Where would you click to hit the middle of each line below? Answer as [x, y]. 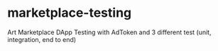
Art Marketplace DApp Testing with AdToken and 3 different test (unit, [109, 32]
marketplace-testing [70, 13]
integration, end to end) [42, 39]
